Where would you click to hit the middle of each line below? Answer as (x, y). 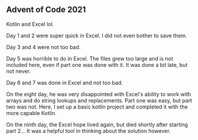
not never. (18, 71)
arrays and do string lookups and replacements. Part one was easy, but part (99, 100)
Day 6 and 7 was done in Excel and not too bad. (65, 82)
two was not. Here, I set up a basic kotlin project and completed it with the (97, 107)
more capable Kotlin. (32, 113)
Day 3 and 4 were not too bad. (43, 47)
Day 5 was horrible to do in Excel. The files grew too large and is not (90, 58)
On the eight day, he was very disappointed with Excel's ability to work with (99, 94)
